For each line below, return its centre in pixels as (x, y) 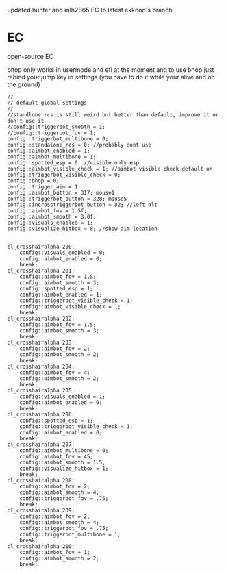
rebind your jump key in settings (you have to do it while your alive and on (111, 77)
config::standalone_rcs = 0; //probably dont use (79, 145)
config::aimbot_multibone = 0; (64, 450)
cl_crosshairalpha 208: (41, 480)
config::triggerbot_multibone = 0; (58, 139)
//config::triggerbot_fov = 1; (52, 133)
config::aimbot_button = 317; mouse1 (61, 192)
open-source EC (30, 56)
